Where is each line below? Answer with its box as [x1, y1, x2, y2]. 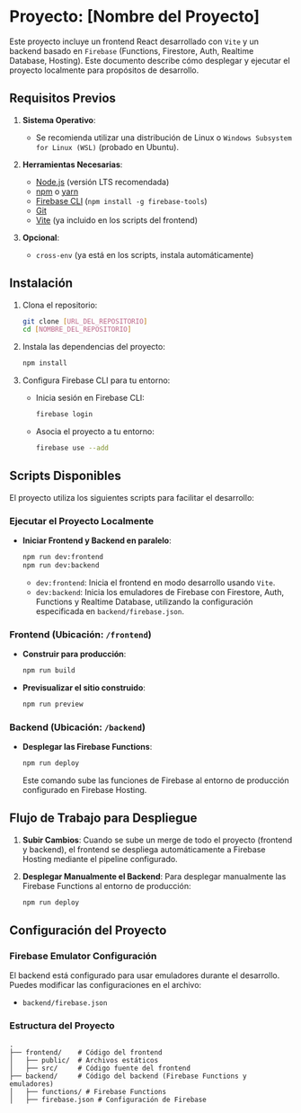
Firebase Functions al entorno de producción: [22, 880, 191, 891]
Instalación [9, 276, 74, 291]
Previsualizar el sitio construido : [22, 681, 146, 693]
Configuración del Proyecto [9, 923, 167, 939]
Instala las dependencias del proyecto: [22, 342, 166, 352]
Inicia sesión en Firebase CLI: [35, 393, 146, 404]
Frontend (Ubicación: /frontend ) [9, 628, 153, 640]
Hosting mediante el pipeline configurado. [22, 853, 178, 864]
